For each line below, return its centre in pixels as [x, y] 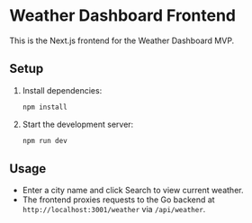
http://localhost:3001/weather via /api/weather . [114, 210]
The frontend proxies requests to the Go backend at [118, 200]
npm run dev [45, 140]
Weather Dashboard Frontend [123, 16]
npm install [45, 107]
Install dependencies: [62, 90]
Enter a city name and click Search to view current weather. [133, 191]
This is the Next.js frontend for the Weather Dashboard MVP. [122, 40]
